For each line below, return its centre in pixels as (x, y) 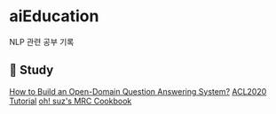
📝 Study (32, 70)
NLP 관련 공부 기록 (42, 42)
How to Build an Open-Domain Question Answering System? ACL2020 (138, 91)
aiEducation (54, 16)
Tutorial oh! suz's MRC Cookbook (71, 101)
